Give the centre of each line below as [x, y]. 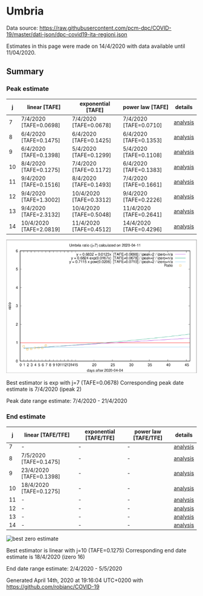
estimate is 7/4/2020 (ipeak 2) [44, 389]
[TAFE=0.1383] [143, 170]
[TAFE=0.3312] [92, 200]
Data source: [22, 28]
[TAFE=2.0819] [40, 230]
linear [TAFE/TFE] [47, 435]
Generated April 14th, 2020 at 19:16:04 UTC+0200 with [75, 580]
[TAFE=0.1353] [143, 140]
